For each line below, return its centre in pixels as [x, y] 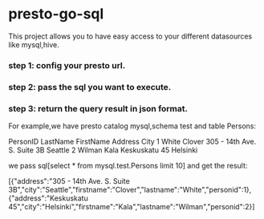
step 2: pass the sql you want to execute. [90, 87]
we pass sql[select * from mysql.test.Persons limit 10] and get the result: [128, 166]
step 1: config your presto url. [67, 65]
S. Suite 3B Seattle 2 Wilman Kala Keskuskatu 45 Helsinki [103, 150]
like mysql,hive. [34, 44]
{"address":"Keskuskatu [48, 198]
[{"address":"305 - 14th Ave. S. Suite [69, 181]
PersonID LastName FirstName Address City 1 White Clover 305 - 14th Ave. [132, 142]
